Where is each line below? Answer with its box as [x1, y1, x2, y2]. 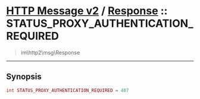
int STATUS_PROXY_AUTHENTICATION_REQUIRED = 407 [6, 87, 129, 93]
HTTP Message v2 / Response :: [6, 4, 168, 18]
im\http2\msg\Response [20, 49, 80, 56]
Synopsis [6, 72, 42, 82]
